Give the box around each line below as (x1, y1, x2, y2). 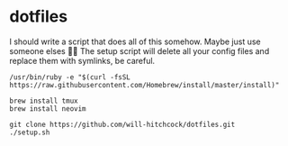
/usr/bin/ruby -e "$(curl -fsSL (9, 72, 130, 82)
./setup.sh (9, 128, 50, 137)
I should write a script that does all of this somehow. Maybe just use (9, 36, 261, 47)
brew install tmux (9, 96, 78, 105)
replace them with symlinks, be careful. (9, 55, 156, 66)
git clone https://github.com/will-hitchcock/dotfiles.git (9, 120, 236, 129)
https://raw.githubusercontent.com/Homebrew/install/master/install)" (9, 80, 280, 89)
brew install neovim (9, 104, 87, 114)
